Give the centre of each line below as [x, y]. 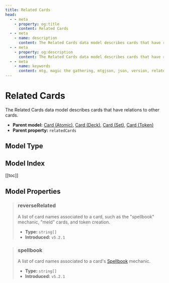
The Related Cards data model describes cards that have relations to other [82, 109]
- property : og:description [44, 52]
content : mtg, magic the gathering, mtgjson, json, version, [84, 71]
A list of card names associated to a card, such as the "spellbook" [86, 216]
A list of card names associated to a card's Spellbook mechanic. [84, 261]
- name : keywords [32, 66]
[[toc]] [12, 176]
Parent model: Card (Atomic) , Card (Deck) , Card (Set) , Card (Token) [83, 125]
